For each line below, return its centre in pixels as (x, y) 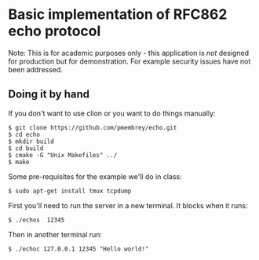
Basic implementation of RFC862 (118, 15)
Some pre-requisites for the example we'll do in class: (95, 176)
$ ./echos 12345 (36, 220)
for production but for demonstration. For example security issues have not (129, 61)
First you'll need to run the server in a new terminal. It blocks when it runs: (128, 205)
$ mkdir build (31, 141)
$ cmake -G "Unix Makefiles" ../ (63, 155)
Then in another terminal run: (55, 234)
